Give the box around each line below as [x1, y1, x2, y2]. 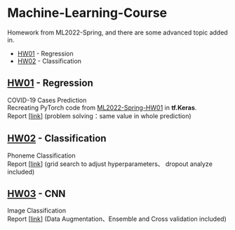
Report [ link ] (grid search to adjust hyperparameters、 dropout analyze [7, 160, 213, 168]
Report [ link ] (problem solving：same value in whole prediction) [7, 111, 192, 120]
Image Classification [7, 206, 67, 215]
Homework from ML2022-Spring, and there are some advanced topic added [7, 28, 228, 37]
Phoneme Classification [7, 151, 76, 160]
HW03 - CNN [7, 188, 66, 200]
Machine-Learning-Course [7, 5, 168, 21]
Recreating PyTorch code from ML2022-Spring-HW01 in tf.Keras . [7, 103, 197, 112]
